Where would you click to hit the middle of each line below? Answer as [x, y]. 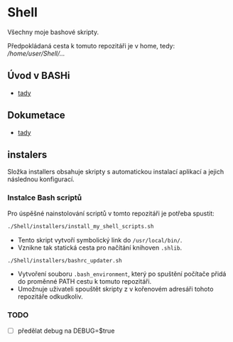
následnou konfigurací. [41, 179]
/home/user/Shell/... [36, 53]
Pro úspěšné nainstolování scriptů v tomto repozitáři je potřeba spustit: [111, 213]
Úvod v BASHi [39, 76]
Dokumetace [36, 116]
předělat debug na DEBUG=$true [66, 331]
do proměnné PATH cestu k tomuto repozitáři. [85, 282]
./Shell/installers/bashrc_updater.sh [65, 260]
